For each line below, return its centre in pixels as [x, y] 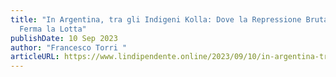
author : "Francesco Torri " [69, 47]
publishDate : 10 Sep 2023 [64, 38]
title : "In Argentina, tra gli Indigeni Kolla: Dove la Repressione [156, 19]
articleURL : [35, 57]
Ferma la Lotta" [53, 29]
